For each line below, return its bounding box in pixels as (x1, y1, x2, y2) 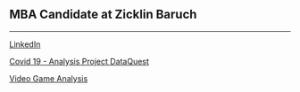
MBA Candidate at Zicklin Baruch (9, 7, 197, 22)
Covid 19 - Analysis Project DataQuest (9, 56, 150, 66)
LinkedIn (9, 39, 41, 50)
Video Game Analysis (9, 73, 88, 83)
